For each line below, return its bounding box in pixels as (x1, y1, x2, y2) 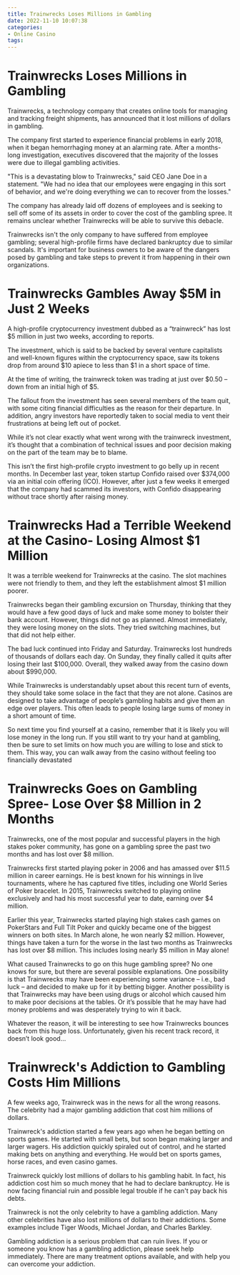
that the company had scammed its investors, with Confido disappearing (7, 485, 221, 493)
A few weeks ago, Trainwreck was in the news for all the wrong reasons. (7, 1098, 221, 1106)
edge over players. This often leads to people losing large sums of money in (7, 704, 231, 712)
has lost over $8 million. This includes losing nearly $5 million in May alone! (7, 946, 229, 954)
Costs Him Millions (7, 1074, 121, 1091)
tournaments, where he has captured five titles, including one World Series (7, 879, 228, 887)
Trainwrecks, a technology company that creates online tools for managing (7, 106, 228, 115)
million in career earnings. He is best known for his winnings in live (7, 871, 204, 879)
